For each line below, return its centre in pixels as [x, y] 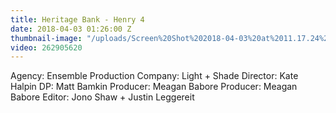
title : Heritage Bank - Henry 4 [77, 19]
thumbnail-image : [46, 38]
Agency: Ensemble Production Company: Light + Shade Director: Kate [154, 76]
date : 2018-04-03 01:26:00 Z [71, 29]
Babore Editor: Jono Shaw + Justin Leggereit [102, 97]
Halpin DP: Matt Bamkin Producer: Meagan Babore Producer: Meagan [154, 87]
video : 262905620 [46, 47]
